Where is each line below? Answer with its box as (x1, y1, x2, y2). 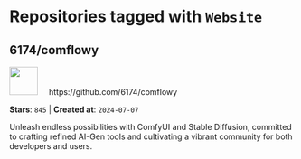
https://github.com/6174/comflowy (48, 87, 178, 97)
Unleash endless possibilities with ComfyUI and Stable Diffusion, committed (9, 122, 292, 132)
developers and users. (9, 141, 93, 151)
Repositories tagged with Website (9, 6, 263, 27)
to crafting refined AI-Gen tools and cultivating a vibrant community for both (9, 131, 293, 142)
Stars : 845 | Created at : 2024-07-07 (9, 104, 139, 115)
